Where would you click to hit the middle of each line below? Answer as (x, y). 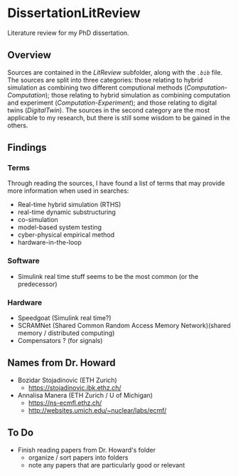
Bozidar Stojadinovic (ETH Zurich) (67, 380)
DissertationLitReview (74, 13)
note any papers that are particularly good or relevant (107, 465)
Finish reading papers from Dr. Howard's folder (87, 450)
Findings (27, 148)
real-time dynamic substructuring (66, 212)
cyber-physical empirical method (66, 235)
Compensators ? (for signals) (60, 341)
